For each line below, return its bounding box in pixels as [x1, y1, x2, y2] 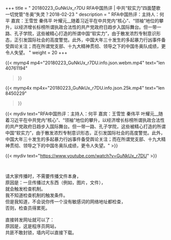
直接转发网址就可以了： [5, 217, 54, 223]
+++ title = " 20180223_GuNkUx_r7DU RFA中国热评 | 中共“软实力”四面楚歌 [5, 5, 161, 11]
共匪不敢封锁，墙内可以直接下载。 [5, 229, 77, 235]
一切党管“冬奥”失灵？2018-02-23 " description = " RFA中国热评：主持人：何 [5, 11, 164, 17]
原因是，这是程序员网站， [5, 223, 59, 229]
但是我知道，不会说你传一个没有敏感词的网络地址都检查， [5, 199, 126, 204]
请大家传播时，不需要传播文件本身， [5, 173, 81, 179]
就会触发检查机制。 [5, 186, 46, 192]
